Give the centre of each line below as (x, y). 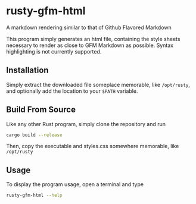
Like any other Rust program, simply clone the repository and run (86, 124)
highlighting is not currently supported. (54, 51)
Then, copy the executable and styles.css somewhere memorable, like (93, 146)
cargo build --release (34, 135)
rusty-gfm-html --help (34, 195)
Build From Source (41, 110)
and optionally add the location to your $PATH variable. (72, 91)
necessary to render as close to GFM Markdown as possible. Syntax (90, 45)
